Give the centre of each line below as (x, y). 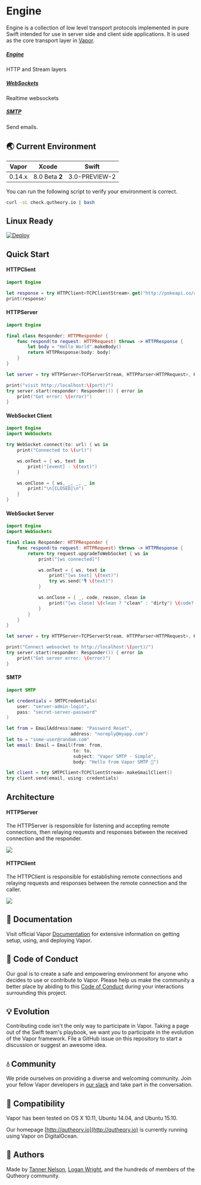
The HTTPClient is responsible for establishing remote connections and (94, 876)
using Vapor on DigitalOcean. (42, 1136)
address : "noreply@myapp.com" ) (109, 734)
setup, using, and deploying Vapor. (49, 940)
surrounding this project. (36, 992)
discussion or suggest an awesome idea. (57, 1045)
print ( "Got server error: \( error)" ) (64, 658)
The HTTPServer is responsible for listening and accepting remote (88, 825)
